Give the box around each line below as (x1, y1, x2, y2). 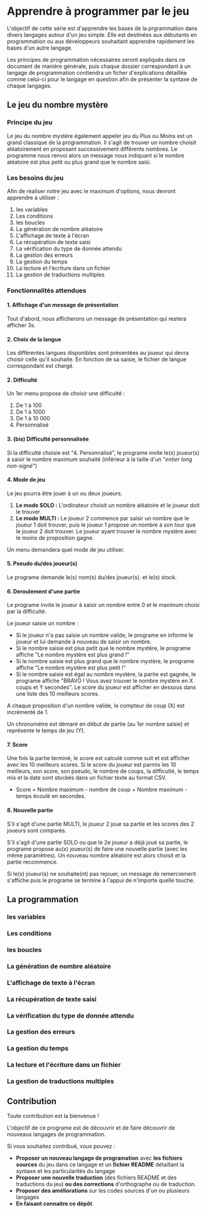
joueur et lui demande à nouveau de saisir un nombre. (15, 638, 152, 645)
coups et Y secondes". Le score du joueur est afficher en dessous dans (15, 683, 196, 691)
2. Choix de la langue (7, 335, 62, 343)
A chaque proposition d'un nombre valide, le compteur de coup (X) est (7, 702, 185, 709)
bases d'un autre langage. (7, 44, 73, 51)
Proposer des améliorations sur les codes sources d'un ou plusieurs (15, 1187, 190, 1195)
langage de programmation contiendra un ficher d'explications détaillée (7, 69, 187, 76)
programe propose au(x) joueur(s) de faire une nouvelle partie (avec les (7, 845, 188, 853)
